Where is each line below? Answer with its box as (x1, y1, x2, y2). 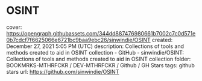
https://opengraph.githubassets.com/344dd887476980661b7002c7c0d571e (6, 29, 196, 37)
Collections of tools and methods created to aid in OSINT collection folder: (6, 55, 191, 62)
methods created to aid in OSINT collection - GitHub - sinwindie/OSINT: (6, 49, 185, 56)
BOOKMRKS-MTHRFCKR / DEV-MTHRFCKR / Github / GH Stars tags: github (6, 61, 195, 69)
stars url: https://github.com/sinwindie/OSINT (6, 68, 119, 75)
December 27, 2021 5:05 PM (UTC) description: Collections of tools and (6, 43, 185, 50)
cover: (6, 23, 22, 31)
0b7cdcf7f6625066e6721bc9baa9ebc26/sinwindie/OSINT (6, 36, 151, 43)
